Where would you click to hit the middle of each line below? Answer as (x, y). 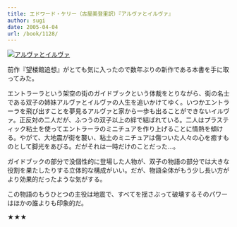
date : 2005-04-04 (33, 27)
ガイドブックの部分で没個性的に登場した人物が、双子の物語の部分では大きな (119, 162)
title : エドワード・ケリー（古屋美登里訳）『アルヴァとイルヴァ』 (91, 14)
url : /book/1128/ (33, 34)
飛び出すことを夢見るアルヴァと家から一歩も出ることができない (119, 111)
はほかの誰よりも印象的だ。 (48, 203)
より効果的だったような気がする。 (57, 179)
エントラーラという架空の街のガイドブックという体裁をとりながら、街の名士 (119, 93)
